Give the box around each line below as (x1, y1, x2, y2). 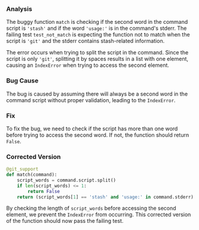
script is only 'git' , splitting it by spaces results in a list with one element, (6, 56, 189, 63)
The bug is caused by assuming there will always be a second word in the (6, 90, 188, 97)
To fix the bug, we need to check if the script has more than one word (6, 125, 178, 132)
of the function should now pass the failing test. (6, 217, 124, 225)
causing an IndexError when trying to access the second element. (6, 62, 169, 69)
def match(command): (6, 172, 58, 178)
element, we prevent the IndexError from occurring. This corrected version (6, 211, 191, 218)
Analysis (6, 5, 33, 13)
